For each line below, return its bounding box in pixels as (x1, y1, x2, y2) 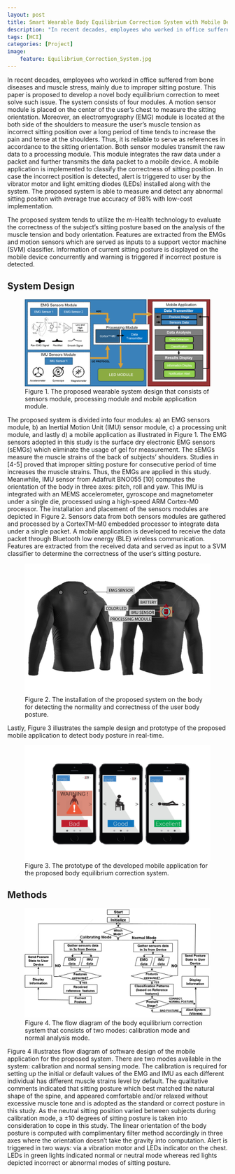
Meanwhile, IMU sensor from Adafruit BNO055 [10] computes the (7, 475, 196, 484)
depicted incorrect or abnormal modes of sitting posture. (7, 1159, 171, 1167)
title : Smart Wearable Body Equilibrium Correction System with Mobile (7, 18, 220, 26)
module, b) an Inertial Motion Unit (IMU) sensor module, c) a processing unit (7, 423, 227, 431)
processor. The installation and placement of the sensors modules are (7, 505, 208, 513)
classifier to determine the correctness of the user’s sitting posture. (7, 550, 201, 558)
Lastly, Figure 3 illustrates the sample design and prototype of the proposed (7, 724, 226, 732)
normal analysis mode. (24, 1033, 90, 1042)
